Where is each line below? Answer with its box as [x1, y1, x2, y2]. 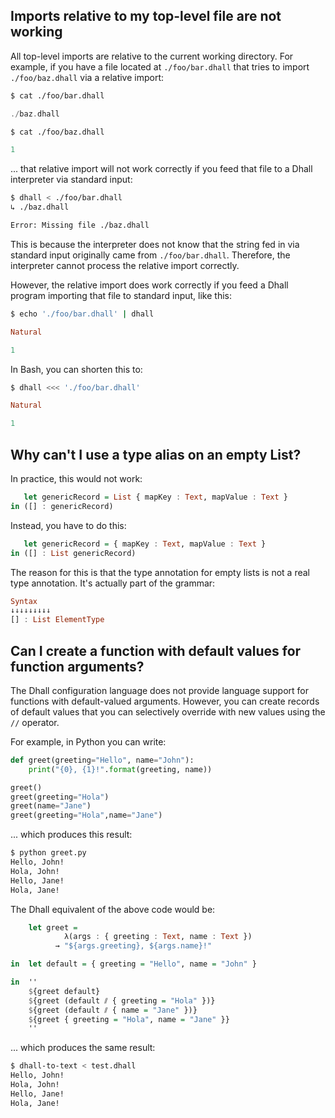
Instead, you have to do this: [10, 519, 127, 531]
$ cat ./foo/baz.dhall [10, 127, 105, 137]
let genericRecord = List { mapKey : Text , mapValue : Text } [23, 492, 288, 502]
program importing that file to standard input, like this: [10, 289, 233, 301]
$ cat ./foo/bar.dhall [10, 90, 105, 101]
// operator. [10, 716, 60, 728]
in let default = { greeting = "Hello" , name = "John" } [10, 959, 257, 969]
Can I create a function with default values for [10, 642, 302, 659]
